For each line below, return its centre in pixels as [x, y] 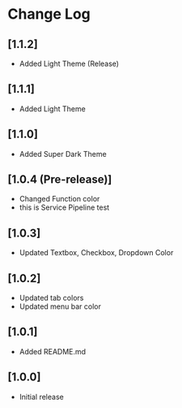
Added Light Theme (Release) [69, 63]
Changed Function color [59, 199]
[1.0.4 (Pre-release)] [60, 180]
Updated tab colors [51, 298]
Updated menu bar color [60, 306]
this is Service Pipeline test [64, 207]
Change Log [49, 14]
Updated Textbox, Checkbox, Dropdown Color [96, 253]
